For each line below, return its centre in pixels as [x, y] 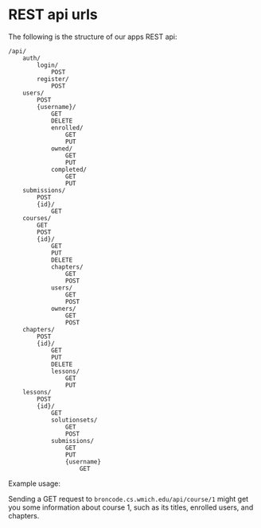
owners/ [64, 309]
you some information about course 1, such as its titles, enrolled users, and [131, 507]
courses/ [37, 218]
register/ [53, 79]
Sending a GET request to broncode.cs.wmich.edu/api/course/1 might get [129, 499]
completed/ [69, 169]
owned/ [62, 149]
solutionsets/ [74, 420]
